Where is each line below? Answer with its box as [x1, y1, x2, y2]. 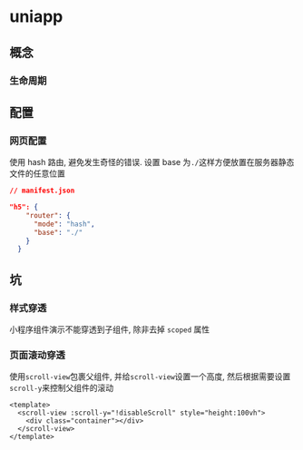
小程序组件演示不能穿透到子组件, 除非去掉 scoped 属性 [9, 324, 210, 335]
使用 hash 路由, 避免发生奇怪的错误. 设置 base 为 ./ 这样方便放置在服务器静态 [9, 157, 295, 168]
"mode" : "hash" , [33, 220, 95, 229]
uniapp [9, 6, 64, 27]
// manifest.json [9, 186, 75, 196]
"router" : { [25, 210, 71, 220]
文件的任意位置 [9, 168, 65, 179]
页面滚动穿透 [9, 348, 66, 361]
